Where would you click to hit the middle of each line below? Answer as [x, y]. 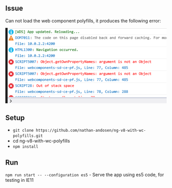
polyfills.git [28, 136]
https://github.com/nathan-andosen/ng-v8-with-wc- [91, 131]
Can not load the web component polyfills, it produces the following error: [83, 20]
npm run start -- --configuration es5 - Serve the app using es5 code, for [85, 175]
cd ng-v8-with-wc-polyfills [41, 141]
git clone [23, 131]
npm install [25, 147]
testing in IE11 [19, 180]
